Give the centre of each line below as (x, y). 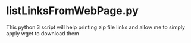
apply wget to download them (43, 33)
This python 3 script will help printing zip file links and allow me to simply (96, 27)
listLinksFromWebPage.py (72, 11)
